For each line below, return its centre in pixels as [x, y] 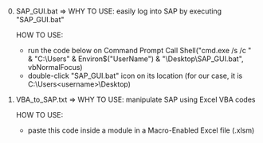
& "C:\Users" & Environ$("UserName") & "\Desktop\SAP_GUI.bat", [136, 59]
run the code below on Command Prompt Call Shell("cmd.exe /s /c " [139, 51]
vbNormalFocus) [55, 68]
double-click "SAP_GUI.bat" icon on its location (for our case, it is [135, 76]
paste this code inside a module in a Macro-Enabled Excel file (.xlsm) [141, 130]
